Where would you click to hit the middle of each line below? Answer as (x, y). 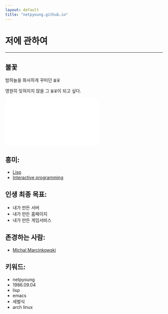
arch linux (22, 307)
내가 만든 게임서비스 (32, 220)
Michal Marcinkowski (34, 250)
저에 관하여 (26, 41)
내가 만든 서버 (26, 207)
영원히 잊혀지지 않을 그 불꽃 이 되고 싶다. (43, 91)
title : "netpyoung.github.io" (37, 15)
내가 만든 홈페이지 (30, 214)
